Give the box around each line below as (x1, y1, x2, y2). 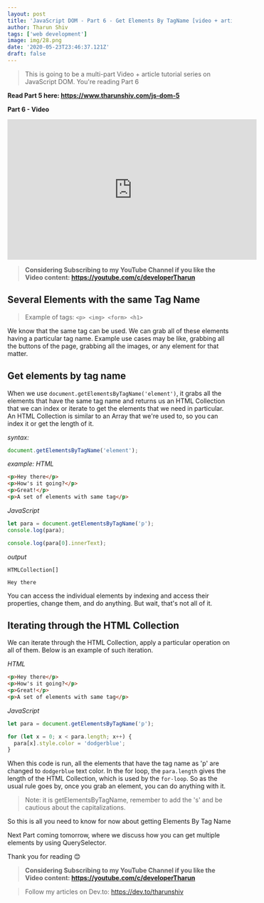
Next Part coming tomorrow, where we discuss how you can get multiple (7, 831, 221, 840)
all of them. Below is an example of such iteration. (7, 646, 154, 655)
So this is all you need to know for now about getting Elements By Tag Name (7, 817, 231, 826)
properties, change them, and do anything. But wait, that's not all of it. (7, 598, 213, 607)
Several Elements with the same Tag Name (7, 294, 201, 306)
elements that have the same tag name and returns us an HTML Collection (7, 397, 226, 405)
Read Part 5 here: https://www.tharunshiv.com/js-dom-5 (7, 91, 180, 100)
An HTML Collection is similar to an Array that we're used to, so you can (7, 412, 218, 420)
